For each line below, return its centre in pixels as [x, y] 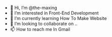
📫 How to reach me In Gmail [40, 29]
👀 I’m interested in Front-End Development [54, 13]
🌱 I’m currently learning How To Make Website [59, 18]
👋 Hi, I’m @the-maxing [33, 8]
